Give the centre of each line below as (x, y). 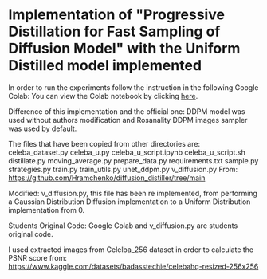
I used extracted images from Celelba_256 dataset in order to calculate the (131, 250)
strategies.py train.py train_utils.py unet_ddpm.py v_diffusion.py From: (123, 169)
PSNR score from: (38, 257)
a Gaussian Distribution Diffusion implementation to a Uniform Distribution (130, 202)
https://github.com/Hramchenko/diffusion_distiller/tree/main (107, 178)
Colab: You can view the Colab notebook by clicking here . (103, 96)
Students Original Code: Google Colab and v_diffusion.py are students (123, 226)
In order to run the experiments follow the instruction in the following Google (133, 87)
